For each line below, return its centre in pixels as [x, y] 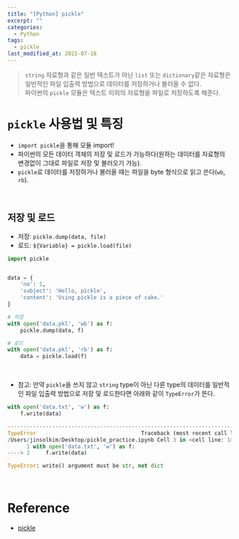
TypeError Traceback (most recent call [117, 433]
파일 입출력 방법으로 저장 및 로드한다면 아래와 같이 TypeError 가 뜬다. [120, 394]
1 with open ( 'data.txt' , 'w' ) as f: [80, 446]
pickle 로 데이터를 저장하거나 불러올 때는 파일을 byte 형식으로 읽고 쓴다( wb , [121, 172]
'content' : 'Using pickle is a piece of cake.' [92, 298]
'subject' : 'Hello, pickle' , [63, 291]
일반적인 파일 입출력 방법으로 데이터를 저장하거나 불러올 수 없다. [113, 83]
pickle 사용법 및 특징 [65, 124]
